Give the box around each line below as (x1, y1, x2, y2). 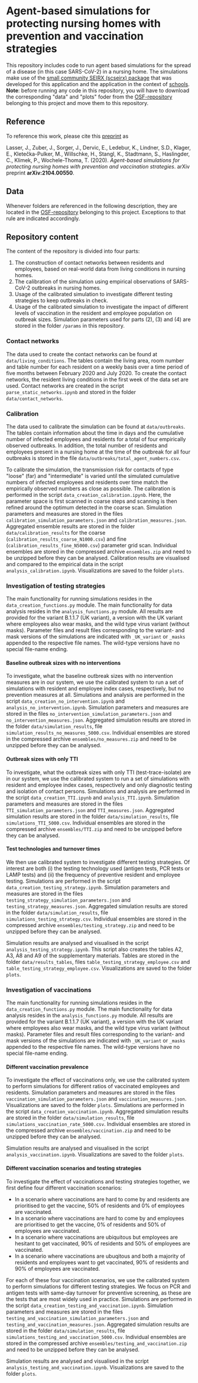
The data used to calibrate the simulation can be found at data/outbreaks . (6, 423, 186, 430)
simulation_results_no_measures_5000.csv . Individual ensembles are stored (6, 729, 190, 737)
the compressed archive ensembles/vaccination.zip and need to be (6, 1127, 171, 1134)
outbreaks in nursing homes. (31, 284, 102, 291)
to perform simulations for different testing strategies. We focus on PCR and (6, 1283, 191, 1290)
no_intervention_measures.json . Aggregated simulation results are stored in (6, 716, 191, 724)
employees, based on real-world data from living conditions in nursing (14, 265, 186, 272)
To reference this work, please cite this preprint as (6, 132, 129, 139)
